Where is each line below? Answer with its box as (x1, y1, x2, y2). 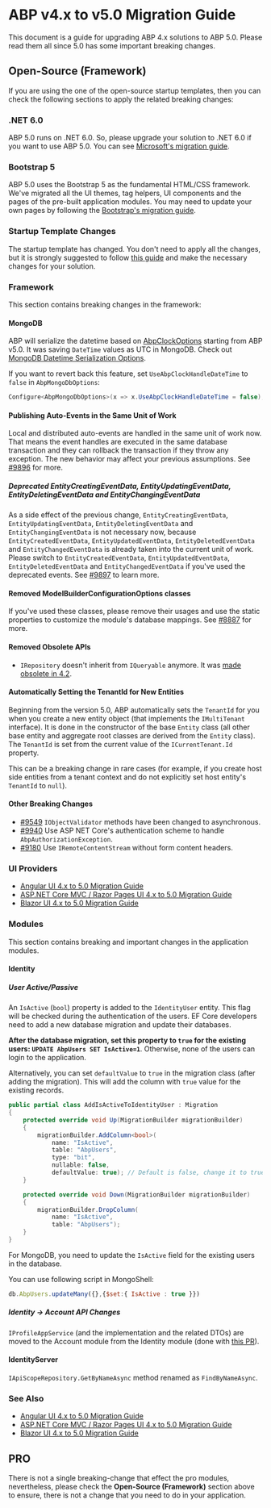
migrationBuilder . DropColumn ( (37, 1205, 139, 1214)
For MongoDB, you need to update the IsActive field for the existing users (8, 1250, 256, 1259)
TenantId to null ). (8, 780, 67, 790)
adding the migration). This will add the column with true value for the (8, 1077, 241, 1087)
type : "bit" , (51, 1154, 95, 1162)
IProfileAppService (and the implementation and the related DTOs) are (8, 1327, 244, 1337)
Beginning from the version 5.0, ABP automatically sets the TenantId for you (8, 704, 260, 715)
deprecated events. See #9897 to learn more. (8, 570, 160, 580)
